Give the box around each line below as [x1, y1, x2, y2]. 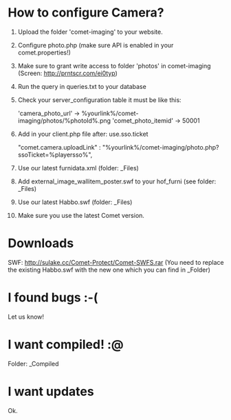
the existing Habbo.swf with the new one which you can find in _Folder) [8, 266, 210, 274]
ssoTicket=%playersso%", [17, 150, 93, 159]
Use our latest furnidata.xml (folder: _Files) [17, 163, 140, 172]
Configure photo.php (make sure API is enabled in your [17, 41, 174, 49]
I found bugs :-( [8, 290, 98, 306]
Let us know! [8, 312, 44, 321]
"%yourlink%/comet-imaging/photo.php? [102, 143, 219, 151]
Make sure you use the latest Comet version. [17, 211, 145, 219]
